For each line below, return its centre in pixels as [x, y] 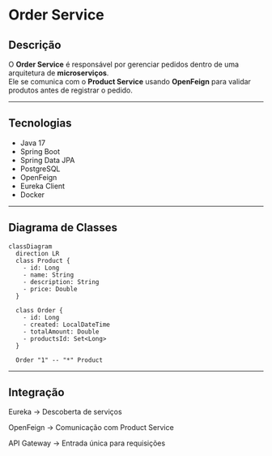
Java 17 [33, 143]
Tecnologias [40, 123]
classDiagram [30, 246]
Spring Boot [40, 151]
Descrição [35, 45]
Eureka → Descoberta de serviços [66, 412]
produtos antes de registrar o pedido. [71, 90]
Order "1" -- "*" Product [59, 360]
